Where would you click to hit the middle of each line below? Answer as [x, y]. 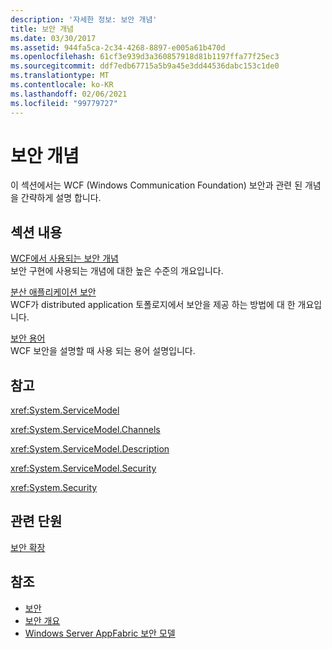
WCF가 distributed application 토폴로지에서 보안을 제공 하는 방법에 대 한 [153, 305]
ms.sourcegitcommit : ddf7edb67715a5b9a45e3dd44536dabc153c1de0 [145, 66]
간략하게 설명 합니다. [61, 198]
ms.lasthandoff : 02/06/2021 [69, 94]
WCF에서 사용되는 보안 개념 [64, 258]
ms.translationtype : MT [60, 76]
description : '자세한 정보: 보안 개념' [84, 19]
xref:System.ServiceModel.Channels [85, 430]
